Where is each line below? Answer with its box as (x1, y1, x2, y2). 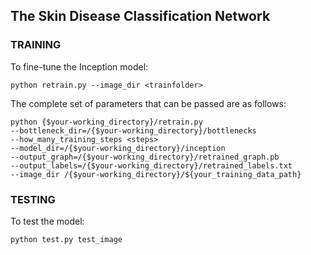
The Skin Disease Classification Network (10, 8, 271, 25)
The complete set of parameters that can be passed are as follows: (10, 97, 287, 109)
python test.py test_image (10, 234, 123, 244)
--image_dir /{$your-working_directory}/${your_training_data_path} (10, 169, 302, 179)
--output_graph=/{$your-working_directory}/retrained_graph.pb (10, 152, 280, 162)
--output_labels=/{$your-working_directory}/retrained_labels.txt (10, 160, 293, 171)
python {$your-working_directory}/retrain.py (10, 117, 203, 127)
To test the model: (10, 215, 85, 227)
